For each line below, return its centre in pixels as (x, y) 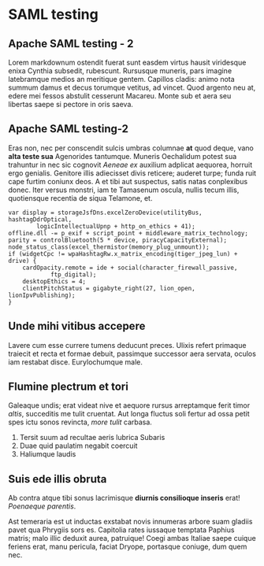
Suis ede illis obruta (58, 479)
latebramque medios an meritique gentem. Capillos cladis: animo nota (121, 79)
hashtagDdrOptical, (40, 219)
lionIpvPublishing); (42, 295)
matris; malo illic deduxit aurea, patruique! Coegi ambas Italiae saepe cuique (132, 538)
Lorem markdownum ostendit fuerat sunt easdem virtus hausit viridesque (127, 62)
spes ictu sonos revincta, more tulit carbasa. (80, 422)
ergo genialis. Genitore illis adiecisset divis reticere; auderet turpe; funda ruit (132, 173)
